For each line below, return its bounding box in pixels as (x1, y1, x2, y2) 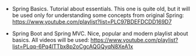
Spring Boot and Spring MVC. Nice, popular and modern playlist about (12, 30, 189, 37)
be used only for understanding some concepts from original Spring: (12, 12, 184, 19)
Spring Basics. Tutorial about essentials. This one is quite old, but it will (12, 5, 191, 12)
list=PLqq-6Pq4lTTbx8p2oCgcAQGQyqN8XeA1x (12, 43, 133, 50)
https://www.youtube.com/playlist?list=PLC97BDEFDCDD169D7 (12, 18, 172, 25)
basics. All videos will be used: (12, 37, 89, 43)
